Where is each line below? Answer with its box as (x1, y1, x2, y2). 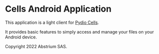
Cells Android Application (5, 3, 112, 15)
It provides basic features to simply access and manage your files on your (5, 29, 154, 35)
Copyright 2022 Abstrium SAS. (5, 43, 68, 49)
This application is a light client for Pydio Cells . (5, 19, 99, 25)
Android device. (5, 34, 37, 40)
